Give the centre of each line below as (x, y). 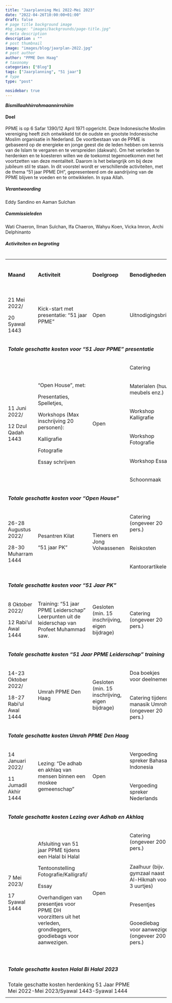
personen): (51, 427)
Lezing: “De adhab (60, 763)
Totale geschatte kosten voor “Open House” (63, 498)
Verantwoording (23, 189)
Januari (17, 761)
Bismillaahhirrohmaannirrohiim (39, 105)
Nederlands (144, 798)
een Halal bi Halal (59, 857)
